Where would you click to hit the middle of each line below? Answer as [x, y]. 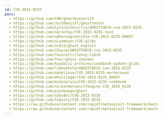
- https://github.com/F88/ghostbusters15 [52, 18]
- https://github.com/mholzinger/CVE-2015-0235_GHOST [64, 77]
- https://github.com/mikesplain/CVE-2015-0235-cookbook [68, 82]
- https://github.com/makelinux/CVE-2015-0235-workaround [69, 73]
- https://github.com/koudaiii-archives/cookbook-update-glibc [74, 64]
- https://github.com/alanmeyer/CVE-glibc [53, 41]
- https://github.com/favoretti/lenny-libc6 [55, 55]
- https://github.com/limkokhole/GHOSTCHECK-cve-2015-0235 [70, 68]
